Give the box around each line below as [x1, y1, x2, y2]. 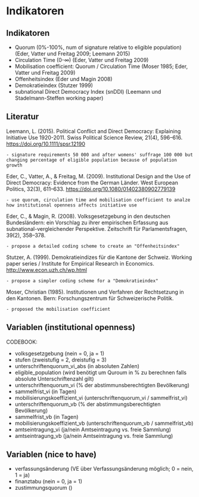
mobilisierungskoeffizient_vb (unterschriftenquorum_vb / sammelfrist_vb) [14, 419, 194, 427]
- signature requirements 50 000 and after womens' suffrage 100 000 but [6, 152, 194, 158]
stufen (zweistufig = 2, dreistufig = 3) [14, 356, 107, 363]
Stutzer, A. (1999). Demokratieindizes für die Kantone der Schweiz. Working [6, 254, 192, 261]
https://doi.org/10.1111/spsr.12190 [6, 140, 85, 147]
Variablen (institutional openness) [6, 322, 136, 332]
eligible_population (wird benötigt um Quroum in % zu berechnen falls [14, 369, 186, 376]
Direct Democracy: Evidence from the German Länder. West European [6, 179, 179, 186]
